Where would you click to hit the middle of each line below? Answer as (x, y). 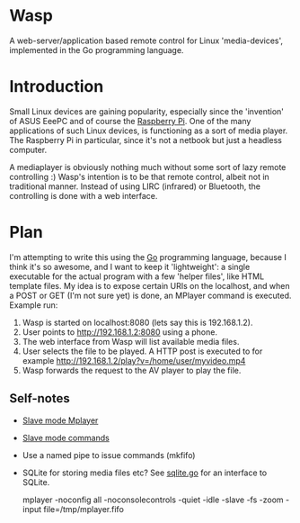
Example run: (34, 305)
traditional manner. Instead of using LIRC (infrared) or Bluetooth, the (135, 186)
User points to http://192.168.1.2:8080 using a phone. (120, 332)
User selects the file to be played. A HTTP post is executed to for (142, 351)
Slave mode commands (66, 437)
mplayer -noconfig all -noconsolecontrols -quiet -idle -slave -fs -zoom (153, 500)
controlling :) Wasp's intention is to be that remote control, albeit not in (139, 176)
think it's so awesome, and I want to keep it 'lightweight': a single (130, 266)
